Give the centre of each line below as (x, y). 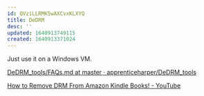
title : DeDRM (26, 20)
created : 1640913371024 (41, 39)
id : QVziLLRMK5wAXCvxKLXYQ (46, 13)
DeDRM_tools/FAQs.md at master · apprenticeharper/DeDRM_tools (102, 73)
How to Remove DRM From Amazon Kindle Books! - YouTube (94, 86)
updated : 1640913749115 (41, 33)
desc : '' (20, 26)
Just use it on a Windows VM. (49, 59)
